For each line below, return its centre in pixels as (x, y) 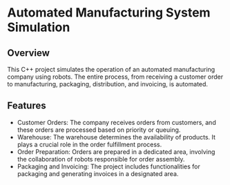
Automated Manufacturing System (109, 13)
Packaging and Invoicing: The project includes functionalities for (108, 166)
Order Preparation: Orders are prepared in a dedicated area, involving (116, 152)
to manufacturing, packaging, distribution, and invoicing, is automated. (108, 84)
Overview (29, 53)
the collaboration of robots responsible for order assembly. (101, 159)
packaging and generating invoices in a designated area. (98, 173)
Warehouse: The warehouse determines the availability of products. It (116, 137)
